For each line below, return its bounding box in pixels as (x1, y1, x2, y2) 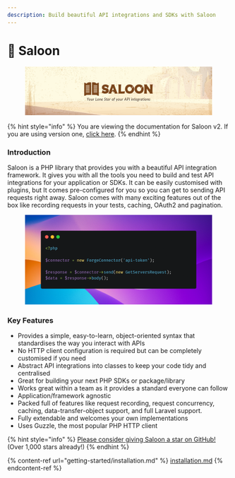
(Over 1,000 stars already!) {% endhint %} (7, 443, 129, 451)
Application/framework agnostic (17, 392, 112, 400)
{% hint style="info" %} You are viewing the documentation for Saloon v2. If (7, 122, 229, 131)
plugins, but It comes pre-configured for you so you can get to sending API (7, 186, 226, 194)
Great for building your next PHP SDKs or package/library (17, 376, 186, 385)
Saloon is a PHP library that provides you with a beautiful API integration (7, 163, 217, 172)
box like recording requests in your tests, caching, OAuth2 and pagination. (7, 201, 224, 209)
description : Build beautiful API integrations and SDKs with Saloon (7, 11, 217, 18)
